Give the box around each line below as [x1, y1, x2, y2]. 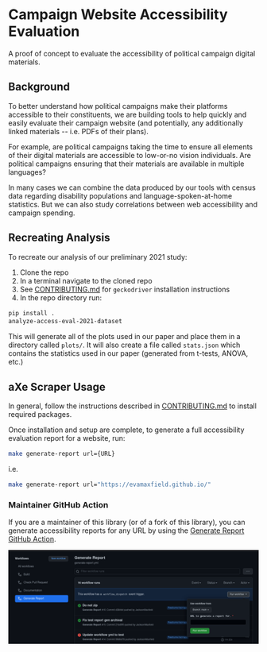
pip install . [8, 309, 56, 317]
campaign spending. [8, 208, 75, 218]
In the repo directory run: [19, 292, 102, 303]
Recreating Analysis [8, 231, 110, 245]
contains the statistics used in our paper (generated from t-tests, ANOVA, [8, 349, 249, 358]
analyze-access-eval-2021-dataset [8, 318, 123, 326]
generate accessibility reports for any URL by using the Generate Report [8, 526, 245, 535]
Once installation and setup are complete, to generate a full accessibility [8, 425, 245, 434]
